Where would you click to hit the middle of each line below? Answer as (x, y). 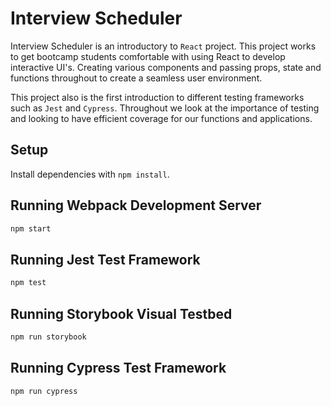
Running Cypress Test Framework (118, 368)
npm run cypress (44, 391)
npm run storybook (48, 337)
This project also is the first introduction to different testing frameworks (157, 97)
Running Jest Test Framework (105, 259)
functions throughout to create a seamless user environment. (136, 78)
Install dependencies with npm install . (90, 174)
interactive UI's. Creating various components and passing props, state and (166, 67)
